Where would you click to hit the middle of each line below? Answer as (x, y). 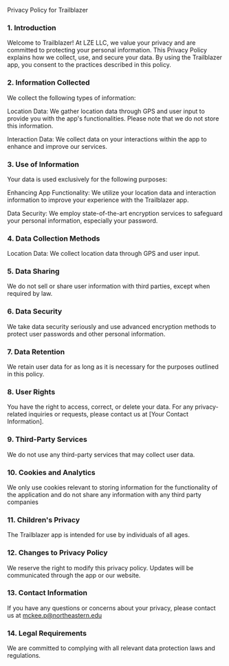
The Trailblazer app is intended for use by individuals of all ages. (99, 535)
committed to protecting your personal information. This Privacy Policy (107, 50)
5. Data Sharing (33, 272)
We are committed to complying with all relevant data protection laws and (111, 648)
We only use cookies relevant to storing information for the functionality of (112, 487)
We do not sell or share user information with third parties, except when (109, 286)
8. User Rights (31, 392)
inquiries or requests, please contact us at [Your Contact (109, 414)
